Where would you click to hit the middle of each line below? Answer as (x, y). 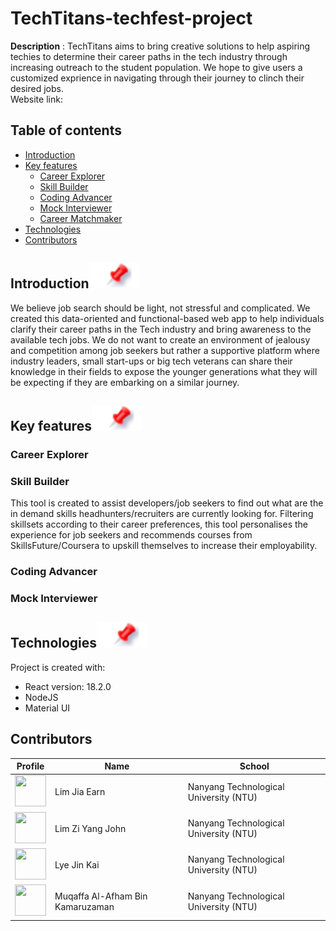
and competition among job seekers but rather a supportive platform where (165, 350)
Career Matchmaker (81, 218)
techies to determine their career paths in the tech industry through (149, 56)
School (254, 766)
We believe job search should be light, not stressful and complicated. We (160, 308)
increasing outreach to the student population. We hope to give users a (156, 67)
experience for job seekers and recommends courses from (131, 535)
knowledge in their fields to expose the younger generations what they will (164, 371)
